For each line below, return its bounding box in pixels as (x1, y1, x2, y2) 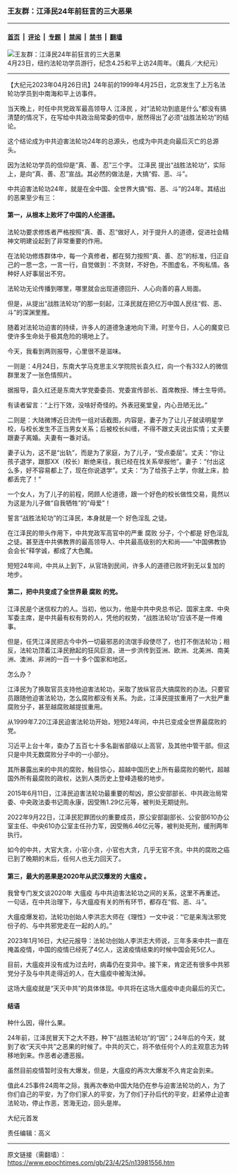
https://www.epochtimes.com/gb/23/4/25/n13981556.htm (7, 1158, 175, 1167)
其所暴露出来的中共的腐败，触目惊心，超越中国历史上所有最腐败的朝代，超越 (7, 765, 230, 774)
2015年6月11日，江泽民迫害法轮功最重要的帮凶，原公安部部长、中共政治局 (7, 789, 222, 797)
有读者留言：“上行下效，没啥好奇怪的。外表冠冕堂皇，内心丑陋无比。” (7, 400, 208, 409)
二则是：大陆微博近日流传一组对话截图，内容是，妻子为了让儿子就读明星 (7, 415, 217, 424)
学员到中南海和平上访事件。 (19, 89, 100, 97)
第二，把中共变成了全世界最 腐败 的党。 (7, 587, 122, 596)
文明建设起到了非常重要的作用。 (13, 236, 107, 245)
